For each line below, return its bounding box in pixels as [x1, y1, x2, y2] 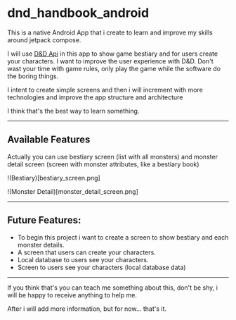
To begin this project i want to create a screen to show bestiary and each [17, 233, 229, 241]
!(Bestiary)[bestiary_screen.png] [7, 173, 100, 182]
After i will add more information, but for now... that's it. [7, 304, 167, 313]
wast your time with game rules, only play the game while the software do [7, 64, 221, 73]
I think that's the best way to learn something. [7, 106, 140, 115]
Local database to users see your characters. [17, 255, 149, 264]
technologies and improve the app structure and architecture [7, 93, 183, 101]
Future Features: [7, 214, 81, 226]
